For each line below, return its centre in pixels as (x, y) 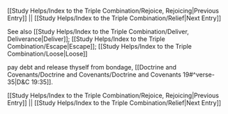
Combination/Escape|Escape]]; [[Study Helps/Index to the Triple (100, 46)
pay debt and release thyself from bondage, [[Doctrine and (92, 67)
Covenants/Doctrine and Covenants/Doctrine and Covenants (94, 74)
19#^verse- (198, 74)
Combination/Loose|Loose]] (47, 54)
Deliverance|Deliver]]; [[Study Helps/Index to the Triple (86, 39)
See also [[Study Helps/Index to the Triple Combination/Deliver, (98, 32)
